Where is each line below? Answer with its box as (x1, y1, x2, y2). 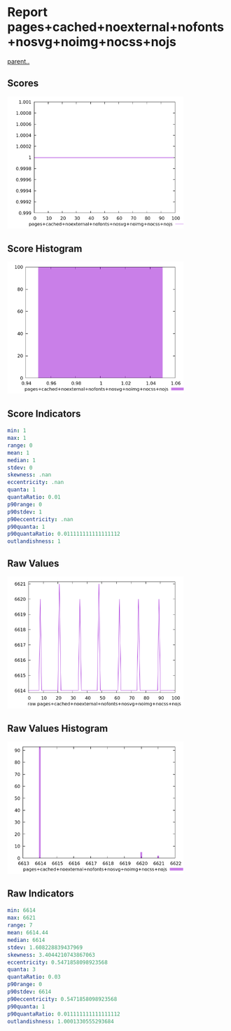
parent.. (7, 57, 30, 65)
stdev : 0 (7, 464, 33, 471)
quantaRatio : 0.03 (7, 974, 61, 981)
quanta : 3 (7, 966, 36, 974)
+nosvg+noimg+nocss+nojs (7, 34, 177, 50)
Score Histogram (7, 242, 83, 254)
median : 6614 (7, 936, 45, 943)
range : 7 (7, 922, 33, 929)
